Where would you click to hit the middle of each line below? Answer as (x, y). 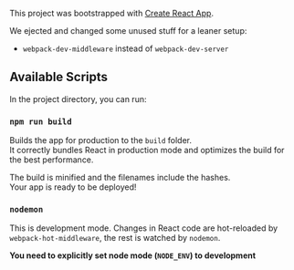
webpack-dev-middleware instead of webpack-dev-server (126, 48)
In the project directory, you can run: (78, 99)
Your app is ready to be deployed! (73, 187)
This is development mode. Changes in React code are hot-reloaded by (144, 228)
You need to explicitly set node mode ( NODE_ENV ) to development (133, 255)
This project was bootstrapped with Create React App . (112, 13)
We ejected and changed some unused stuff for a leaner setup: (128, 31)
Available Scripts (58, 77)
